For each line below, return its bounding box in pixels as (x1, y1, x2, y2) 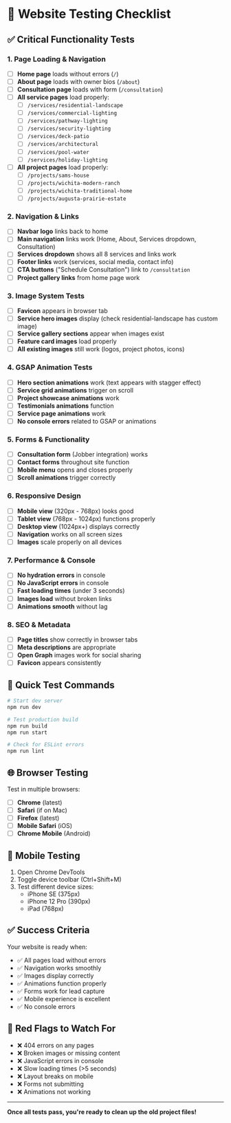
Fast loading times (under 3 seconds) (16, 587, 125, 595)
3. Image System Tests (7, 291, 85, 301)
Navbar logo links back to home (16, 227, 109, 236)
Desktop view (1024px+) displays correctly (16, 522, 140, 530)
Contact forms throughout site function (16, 458, 129, 466)
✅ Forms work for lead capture (16, 987, 105, 995)
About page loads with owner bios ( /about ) (16, 77, 140, 85)
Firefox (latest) (16, 814, 60, 822)
